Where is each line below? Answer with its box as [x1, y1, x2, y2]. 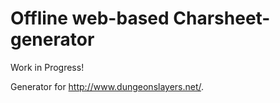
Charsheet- [173, 7, 271, 30]
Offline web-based [10, 7, 170, 30]
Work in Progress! [10, 61, 85, 73]
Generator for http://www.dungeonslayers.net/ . [10, 80, 205, 92]
